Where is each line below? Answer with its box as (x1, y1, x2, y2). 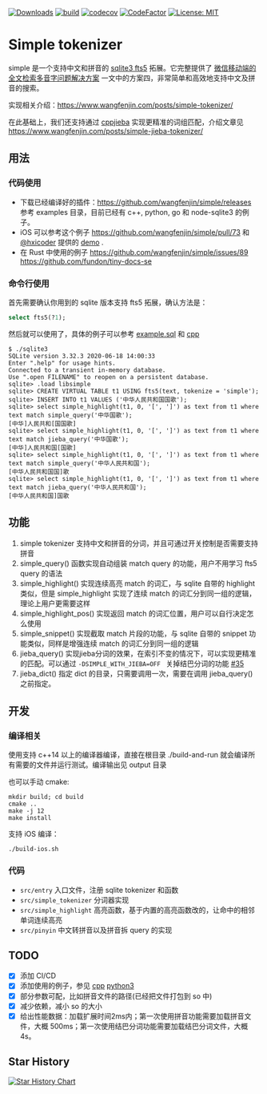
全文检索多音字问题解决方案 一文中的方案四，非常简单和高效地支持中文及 (8, 73, 249, 83)
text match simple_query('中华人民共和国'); (8, 459, 150, 467)
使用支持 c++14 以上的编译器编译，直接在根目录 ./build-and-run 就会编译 (8, 750, 249, 760)
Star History (8, 1055, 70, 1069)
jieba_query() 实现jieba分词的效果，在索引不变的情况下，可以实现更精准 (19, 648, 257, 658)
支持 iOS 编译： (8, 830, 59, 839)
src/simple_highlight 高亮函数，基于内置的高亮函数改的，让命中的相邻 (19, 905, 255, 914)
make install (8, 814, 52, 822)
